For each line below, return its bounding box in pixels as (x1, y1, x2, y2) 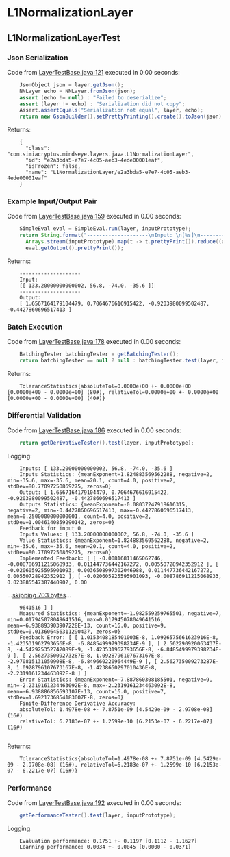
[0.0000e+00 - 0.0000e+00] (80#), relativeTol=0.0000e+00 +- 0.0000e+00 (7, 388, 219, 395)
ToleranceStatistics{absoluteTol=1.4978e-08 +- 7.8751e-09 (19, 756, 192, 762)
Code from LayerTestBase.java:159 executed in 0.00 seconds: (7, 212, 181, 221)
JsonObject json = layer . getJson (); (19, 81, 125, 88)
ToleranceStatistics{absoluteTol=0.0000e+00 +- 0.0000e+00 (19, 382, 192, 390)
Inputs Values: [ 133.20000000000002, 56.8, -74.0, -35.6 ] (19, 531, 194, 538)
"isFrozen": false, (25, 163, 81, 170)
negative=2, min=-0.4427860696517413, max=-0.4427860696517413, (7, 507, 194, 514)
